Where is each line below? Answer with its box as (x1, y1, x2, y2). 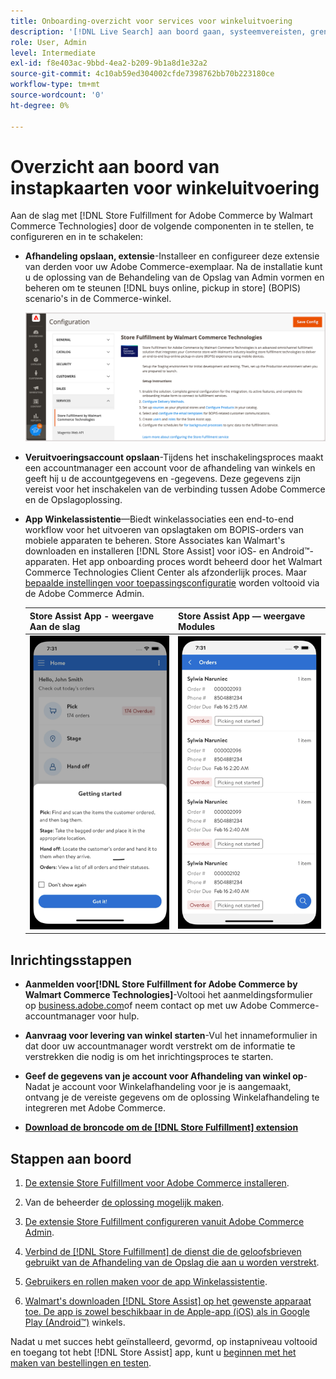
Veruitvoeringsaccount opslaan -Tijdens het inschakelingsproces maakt (24, 451, 324, 464)
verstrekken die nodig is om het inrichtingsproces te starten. (24, 1051, 274, 1063)
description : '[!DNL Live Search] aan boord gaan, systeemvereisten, (10, 26, 307, 37)
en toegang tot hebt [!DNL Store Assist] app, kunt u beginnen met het (10, 1346, 297, 1359)
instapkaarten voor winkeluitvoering (10, 176, 320, 199)
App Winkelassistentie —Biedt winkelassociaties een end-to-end (24, 513, 295, 525)
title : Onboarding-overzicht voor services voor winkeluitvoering (10, 16, 293, 26)
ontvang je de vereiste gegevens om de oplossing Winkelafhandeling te (24, 1091, 320, 1104)
